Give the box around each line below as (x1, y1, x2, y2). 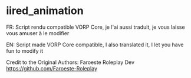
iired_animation (6, 4, 84, 18)
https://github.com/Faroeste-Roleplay (6, 65, 97, 72)
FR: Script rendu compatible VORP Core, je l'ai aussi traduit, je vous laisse (6, 23, 185, 30)
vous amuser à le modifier (6, 29, 70, 36)
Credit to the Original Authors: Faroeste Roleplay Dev (6, 59, 134, 66)
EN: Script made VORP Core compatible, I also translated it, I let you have (6, 41, 184, 48)
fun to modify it (6, 47, 44, 54)
